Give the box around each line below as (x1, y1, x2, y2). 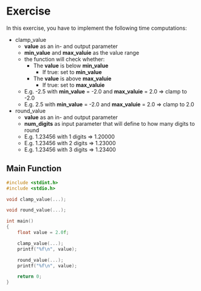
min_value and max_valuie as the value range (24, 49, 140, 56)
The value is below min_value (33, 62, 109, 69)
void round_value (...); (6, 207, 67, 213)
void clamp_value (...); (6, 196, 67, 202)
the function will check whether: (24, 55, 105, 63)
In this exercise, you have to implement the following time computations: (6, 24, 187, 32)
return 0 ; (17, 273, 43, 280)
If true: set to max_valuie (42, 81, 105, 89)
